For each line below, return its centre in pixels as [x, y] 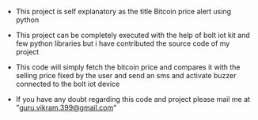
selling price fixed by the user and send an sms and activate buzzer [126, 75]
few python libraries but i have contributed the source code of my [123, 43]
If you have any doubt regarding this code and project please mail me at [133, 99]
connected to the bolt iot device [68, 84]
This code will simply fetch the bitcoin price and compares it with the [128, 67]
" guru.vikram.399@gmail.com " [66, 107]
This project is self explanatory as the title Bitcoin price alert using [123, 11]
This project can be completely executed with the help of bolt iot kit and [133, 35]
